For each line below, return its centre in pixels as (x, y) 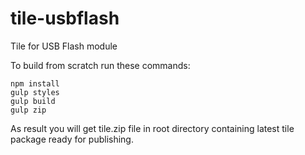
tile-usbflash (65, 18)
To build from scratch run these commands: (100, 65)
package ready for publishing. (72, 139)
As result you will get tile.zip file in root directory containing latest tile (152, 128)
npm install (35, 83)
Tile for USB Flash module (64, 46)
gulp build (33, 101)
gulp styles (35, 92)
